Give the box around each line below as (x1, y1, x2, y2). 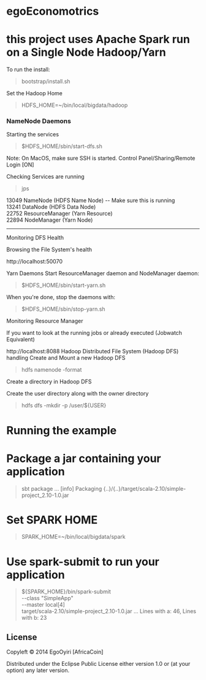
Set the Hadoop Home (6, 90, 63, 97)
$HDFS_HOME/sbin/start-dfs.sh (21, 143, 102, 150)
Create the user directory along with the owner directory (6, 390, 149, 397)
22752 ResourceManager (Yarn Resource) (6, 210, 113, 217)
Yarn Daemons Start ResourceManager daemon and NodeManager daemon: (6, 270, 199, 277)
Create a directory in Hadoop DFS (6, 378, 92, 385)
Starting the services (6, 131, 59, 138)
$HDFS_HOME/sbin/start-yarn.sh (21, 281, 106, 289)
